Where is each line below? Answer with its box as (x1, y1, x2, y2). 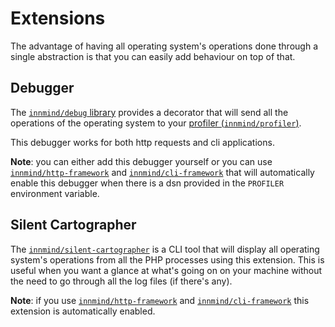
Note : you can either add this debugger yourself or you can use (10, 155, 273, 167)
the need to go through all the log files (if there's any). (10, 275, 233, 287)
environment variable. (10, 187, 100, 199)
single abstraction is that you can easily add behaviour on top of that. (10, 50, 296, 62)
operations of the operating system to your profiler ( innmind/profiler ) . (10, 117, 302, 129)
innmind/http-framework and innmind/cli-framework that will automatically (10, 166, 315, 178)
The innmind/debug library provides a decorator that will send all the (10, 106, 289, 118)
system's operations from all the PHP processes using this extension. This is (10, 253, 325, 266)
